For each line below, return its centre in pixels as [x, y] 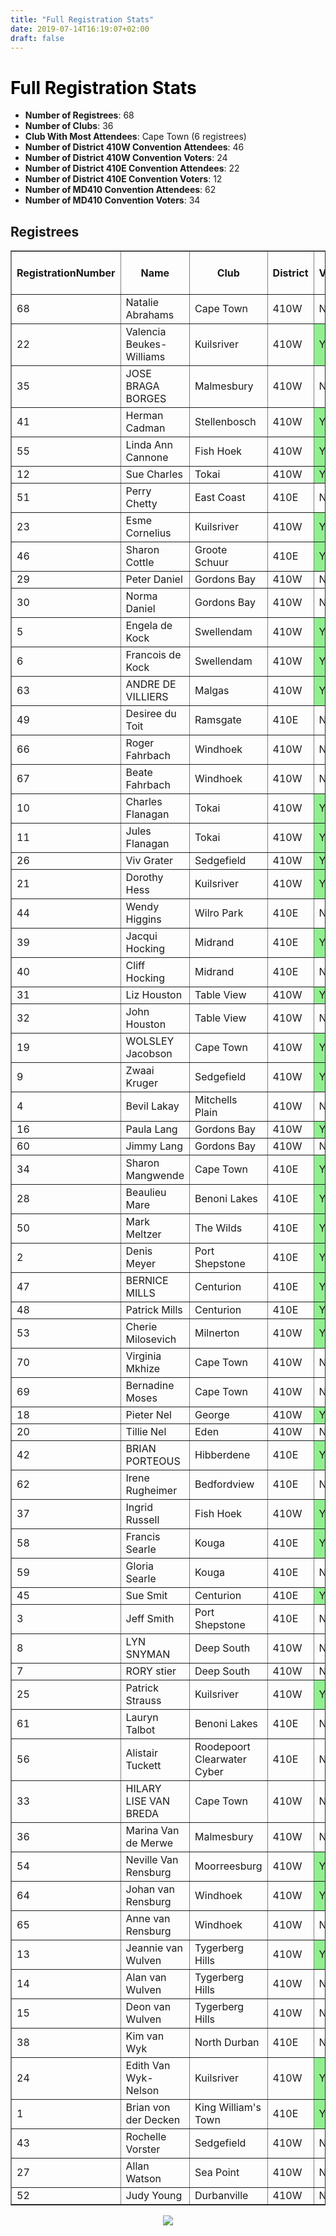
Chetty [141, 504]
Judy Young [154, 2196]
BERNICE [147, 1281]
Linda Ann [149, 445]
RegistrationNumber [66, 273]
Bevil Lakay [152, 1106]
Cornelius [148, 533]
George [212, 1415]
